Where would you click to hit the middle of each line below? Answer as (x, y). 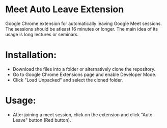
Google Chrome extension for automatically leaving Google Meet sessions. (83, 23)
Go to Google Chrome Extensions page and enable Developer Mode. (85, 74)
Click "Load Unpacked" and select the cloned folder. (68, 80)
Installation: (31, 55)
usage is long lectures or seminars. (42, 34)
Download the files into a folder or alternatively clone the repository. (84, 69)
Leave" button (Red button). (42, 120)
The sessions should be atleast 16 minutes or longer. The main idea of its (82, 29)
